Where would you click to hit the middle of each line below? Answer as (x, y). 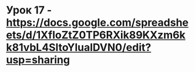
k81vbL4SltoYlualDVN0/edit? (79, 48)
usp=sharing (38, 60)
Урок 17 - (29, 10)
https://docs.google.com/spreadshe (97, 23)
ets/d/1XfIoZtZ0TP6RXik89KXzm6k (96, 35)
